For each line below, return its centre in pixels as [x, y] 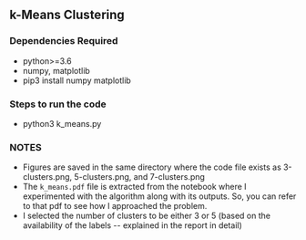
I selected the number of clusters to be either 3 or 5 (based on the [147, 216]
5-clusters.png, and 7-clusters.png [139, 177]
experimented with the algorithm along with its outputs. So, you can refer [159, 196]
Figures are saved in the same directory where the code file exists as [152, 167]
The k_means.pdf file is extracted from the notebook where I [135, 187]
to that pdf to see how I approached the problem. [115, 206]
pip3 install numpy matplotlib [77, 80]
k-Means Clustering [67, 15]
